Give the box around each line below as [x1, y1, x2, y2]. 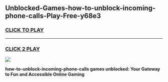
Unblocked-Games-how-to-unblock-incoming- [5, 4, 156, 12]
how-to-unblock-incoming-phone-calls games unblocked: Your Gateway [5, 66, 160, 72]
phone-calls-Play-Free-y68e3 [5, 12, 101, 20]
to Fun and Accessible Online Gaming [5, 71, 85, 77]
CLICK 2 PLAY [5, 45, 40, 52]
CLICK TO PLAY [5, 27, 44, 34]
